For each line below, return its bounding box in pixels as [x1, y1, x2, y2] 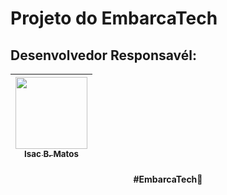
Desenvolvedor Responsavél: [10, 47, 198, 64]
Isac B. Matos [24, 148, 79, 159]
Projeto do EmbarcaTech [10, 7, 218, 30]
